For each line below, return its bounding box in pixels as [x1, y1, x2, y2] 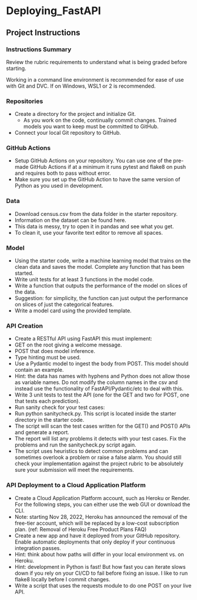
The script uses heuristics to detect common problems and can [14, 448, 169, 455]
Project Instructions [6, 28, 81, 38]
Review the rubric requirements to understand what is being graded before [6, 58, 188, 65]
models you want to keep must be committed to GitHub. [23, 123, 159, 130]
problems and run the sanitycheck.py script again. [14, 441, 136, 448]
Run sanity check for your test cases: [14, 404, 105, 411]
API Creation [6, 322, 43, 330]
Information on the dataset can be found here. [14, 216, 126, 224]
